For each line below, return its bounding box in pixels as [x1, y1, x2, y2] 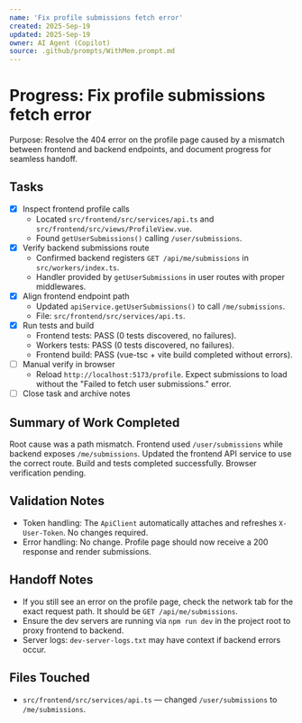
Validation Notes [9, 493, 105, 509]
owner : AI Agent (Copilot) [9, 38, 111, 48]
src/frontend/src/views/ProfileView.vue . [35, 222, 192, 234]
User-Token [22, 529, 64, 538]
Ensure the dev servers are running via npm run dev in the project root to [22, 615, 291, 626]
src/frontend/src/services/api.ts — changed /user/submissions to [22, 694, 278, 705]
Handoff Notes [9, 573, 94, 588]
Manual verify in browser [22, 359, 115, 370]
